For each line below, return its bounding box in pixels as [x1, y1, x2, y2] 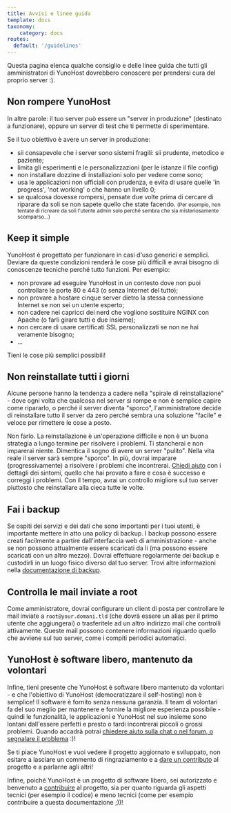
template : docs [7, 17, 51, 24]
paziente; [17, 156, 44, 164]
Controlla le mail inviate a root [7, 586, 138, 598]
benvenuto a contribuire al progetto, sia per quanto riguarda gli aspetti [7, 783, 207, 792]
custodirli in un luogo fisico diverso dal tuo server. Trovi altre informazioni [7, 558, 216, 567]
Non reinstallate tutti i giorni [7, 371, 130, 383]
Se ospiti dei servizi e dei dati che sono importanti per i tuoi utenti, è [7, 522, 201, 530]
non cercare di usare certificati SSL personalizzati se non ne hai [17, 322, 199, 331]
